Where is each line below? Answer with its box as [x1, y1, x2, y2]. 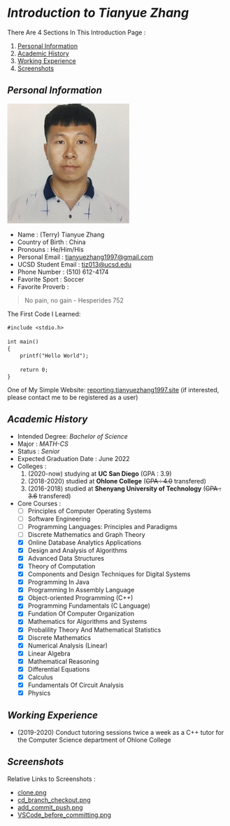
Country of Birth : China [17, 237, 86, 246]
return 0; [20, 366, 49, 373]
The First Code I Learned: [7, 309, 81, 318]
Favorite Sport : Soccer [17, 275, 85, 284]
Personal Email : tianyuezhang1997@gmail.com [17, 253, 154, 261]
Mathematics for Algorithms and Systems [27, 618, 148, 626]
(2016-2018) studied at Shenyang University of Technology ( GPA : [27, 484, 222, 493]
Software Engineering [27, 514, 91, 523]
